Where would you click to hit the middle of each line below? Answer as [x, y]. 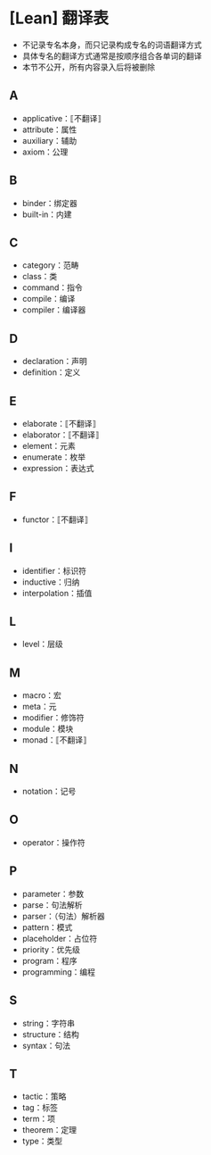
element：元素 [49, 446]
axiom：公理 [45, 152]
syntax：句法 [46, 1045]
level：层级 [43, 644]
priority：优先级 [51, 949]
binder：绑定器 [50, 203]
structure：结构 [51, 1034]
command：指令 [52, 287]
